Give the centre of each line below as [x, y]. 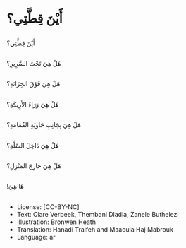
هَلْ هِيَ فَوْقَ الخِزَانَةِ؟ [33, 84]
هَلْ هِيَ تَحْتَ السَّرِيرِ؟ [34, 63]
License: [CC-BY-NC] [48, 207]
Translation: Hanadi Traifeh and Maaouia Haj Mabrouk [95, 229]
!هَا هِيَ [15, 187]
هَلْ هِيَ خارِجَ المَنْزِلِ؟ [34, 165]
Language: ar [36, 237]
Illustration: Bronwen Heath [56, 222]
